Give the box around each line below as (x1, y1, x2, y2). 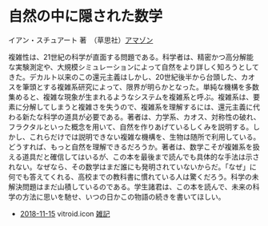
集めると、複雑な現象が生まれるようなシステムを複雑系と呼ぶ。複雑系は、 (8, 92, 254, 101)
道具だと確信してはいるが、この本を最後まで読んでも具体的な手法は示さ (22, 152, 260, 161)
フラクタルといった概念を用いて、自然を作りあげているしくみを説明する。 (8, 121, 254, 132)
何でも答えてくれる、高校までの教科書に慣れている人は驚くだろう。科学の (8, 172, 252, 181)
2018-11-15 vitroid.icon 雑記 (19, 208, 110, 218)
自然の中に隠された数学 (8, 7, 163, 26)
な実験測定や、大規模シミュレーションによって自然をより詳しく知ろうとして (8, 61, 260, 72)
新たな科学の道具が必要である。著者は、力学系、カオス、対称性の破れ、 (22, 112, 261, 121)
